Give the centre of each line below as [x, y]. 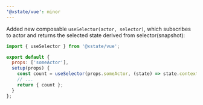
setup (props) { [31, 68]
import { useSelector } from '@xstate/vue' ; [63, 46]
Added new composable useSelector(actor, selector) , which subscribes [99, 29]
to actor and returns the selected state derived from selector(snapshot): [96, 35]
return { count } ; [40, 85]
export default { [28, 57]
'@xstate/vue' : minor [34, 12]
